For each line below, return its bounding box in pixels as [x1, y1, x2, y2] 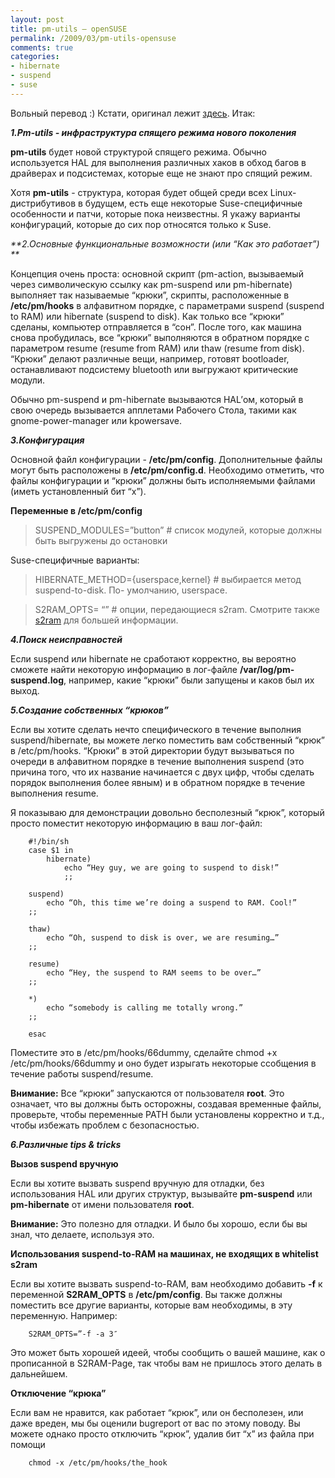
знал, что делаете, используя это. [10, 1228, 155, 1240]
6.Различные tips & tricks [10, 1138, 122, 1150]
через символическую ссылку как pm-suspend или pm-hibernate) [10, 278, 293, 290]
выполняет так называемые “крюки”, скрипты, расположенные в [10, 289, 290, 301]
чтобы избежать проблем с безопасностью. [10, 1119, 200, 1131]
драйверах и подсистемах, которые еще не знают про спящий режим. [10, 167, 313, 179]
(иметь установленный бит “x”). [10, 485, 147, 497]
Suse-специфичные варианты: [10, 554, 140, 566]
